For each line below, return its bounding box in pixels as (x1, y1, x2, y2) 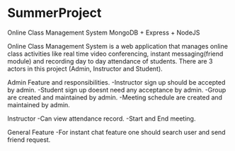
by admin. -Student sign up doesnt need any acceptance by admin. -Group (7, 85, 227, 94)
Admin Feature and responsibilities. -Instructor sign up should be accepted (7, 78, 226, 86)
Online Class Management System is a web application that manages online (7, 42, 229, 50)
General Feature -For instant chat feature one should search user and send (7, 128, 226, 136)
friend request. (7, 135, 51, 144)
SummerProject (7, 5, 102, 21)
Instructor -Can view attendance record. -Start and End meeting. (7, 114, 196, 123)
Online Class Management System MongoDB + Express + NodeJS (7, 28, 200, 37)
